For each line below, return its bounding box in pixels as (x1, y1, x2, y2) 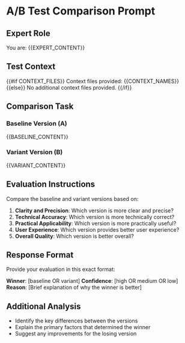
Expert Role (6, 28, 50, 39)
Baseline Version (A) (6, 119, 67, 128)
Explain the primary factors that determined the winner (14, 324, 151, 331)
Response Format (6, 250, 74, 260)
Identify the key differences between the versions (14, 317, 138, 324)
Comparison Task (6, 101, 74, 112)
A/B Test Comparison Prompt (6, 4, 156, 18)
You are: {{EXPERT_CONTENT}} (6, 44, 85, 51)
